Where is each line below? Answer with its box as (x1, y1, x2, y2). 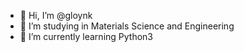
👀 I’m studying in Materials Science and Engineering (19, 20, 235, 32)
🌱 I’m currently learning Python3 (19, 31, 154, 42)
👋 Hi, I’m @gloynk (19, 10, 93, 21)
